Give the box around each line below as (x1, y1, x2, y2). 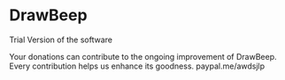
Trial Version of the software (9, 34, 113, 45)
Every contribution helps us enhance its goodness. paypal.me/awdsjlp (9, 61, 266, 71)
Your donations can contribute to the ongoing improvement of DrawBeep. (9, 51, 277, 62)
